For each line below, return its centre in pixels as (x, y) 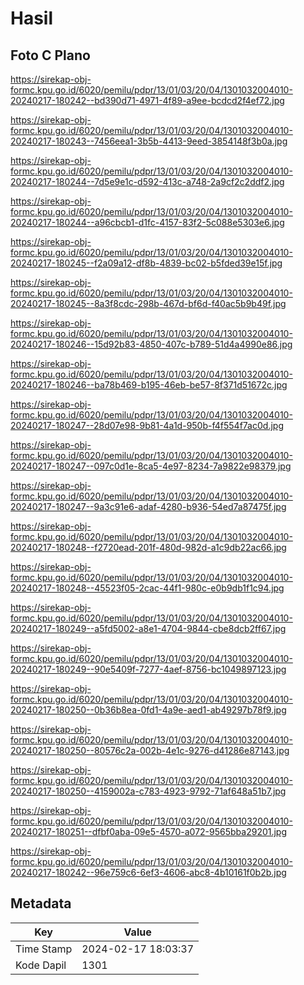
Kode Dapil (41, 965)
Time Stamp (44, 949)
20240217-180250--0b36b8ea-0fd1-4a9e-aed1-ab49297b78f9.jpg (148, 710)
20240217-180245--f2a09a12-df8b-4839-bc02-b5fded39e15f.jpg (146, 263)
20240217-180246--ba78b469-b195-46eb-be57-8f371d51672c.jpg (149, 385)
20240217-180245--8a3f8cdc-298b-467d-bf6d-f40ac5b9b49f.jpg (148, 303)
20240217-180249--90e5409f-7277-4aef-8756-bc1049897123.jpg (148, 669)
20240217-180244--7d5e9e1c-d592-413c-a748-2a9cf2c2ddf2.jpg (147, 181)
